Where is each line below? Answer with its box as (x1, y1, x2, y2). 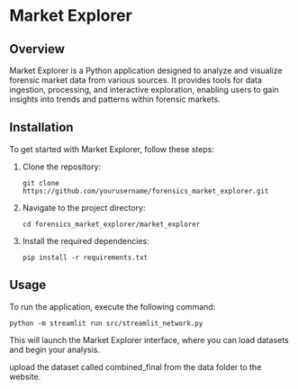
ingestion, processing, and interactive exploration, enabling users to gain (9, 85, 279, 95)
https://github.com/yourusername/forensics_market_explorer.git (22, 186, 269, 195)
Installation (9, 120, 74, 135)
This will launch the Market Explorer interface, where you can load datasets (9, 334, 290, 345)
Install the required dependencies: (22, 235, 150, 246)
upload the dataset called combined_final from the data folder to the (9, 361, 262, 372)
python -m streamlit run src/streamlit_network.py (9, 319, 203, 328)
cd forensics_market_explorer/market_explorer (22, 220, 201, 229)
